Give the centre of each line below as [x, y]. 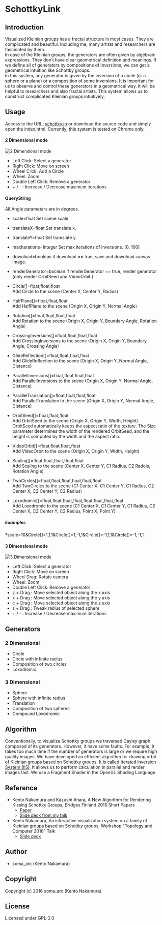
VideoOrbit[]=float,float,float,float [46, 446]
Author [16, 852]
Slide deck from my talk [43, 815]
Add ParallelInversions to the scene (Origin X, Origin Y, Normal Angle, [82, 381]
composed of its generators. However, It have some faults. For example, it [80, 746]
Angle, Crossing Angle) [36, 346]
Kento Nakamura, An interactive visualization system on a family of [80, 821]
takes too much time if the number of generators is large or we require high [81, 751]
